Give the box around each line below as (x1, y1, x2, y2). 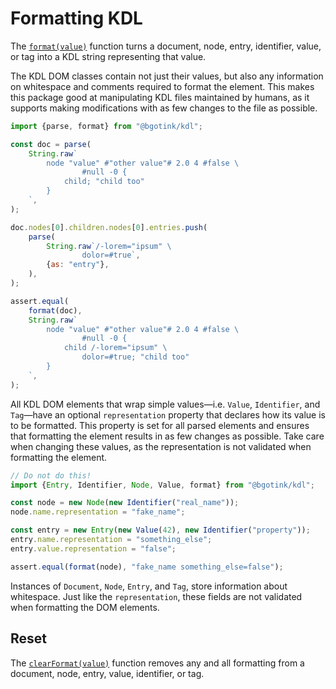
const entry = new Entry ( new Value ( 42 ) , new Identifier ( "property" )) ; (10, 525, 311, 536)
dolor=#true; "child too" (81, 352, 190, 362)
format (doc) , (28, 305, 83, 316)
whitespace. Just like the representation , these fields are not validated (10, 590, 303, 602)
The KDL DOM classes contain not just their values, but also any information (10, 70, 324, 82)
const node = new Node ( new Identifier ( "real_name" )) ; (10, 498, 240, 508)
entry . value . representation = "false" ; (10, 543, 177, 554)
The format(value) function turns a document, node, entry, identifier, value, (10, 40, 322, 52)
